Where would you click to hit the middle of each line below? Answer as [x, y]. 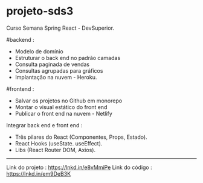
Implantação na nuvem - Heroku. [56, 77]
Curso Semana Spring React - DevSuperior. [60, 28]
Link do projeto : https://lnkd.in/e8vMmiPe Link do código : [79, 167]
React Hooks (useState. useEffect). [59, 143]
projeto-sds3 [40, 11]
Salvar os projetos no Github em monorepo [69, 101]
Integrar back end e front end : [44, 125]
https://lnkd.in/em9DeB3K [39, 173]
